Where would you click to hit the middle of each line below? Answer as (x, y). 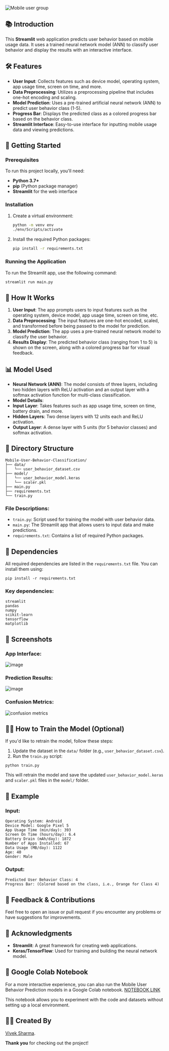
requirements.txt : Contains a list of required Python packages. (78, 536)
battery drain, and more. (38, 411)
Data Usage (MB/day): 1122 (34, 848)
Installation (19, 205)
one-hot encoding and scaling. (45, 97)
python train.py (22, 766)
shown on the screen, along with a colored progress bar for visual (81, 347)
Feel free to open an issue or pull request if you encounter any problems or (83, 912)
